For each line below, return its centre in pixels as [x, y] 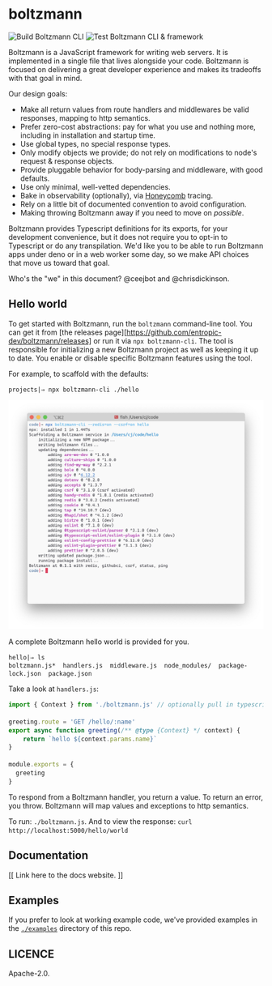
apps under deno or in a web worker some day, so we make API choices [129, 254]
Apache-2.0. [29, 974]
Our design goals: [38, 93]
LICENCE [32, 954]
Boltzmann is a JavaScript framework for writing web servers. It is [118, 52]
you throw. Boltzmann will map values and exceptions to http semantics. [129, 805]
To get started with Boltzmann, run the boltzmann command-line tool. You [130, 323]
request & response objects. [67, 161]
